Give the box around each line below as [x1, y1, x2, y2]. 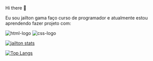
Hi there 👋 [5, 5, 27, 11]
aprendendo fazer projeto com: [5, 21, 71, 26]
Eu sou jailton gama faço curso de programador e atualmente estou [5, 15, 148, 21]
